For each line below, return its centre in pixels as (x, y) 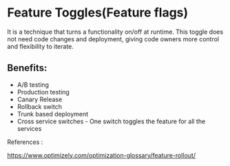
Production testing (43, 92)
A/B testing (33, 85)
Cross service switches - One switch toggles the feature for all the (111, 121)
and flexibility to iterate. (41, 46)
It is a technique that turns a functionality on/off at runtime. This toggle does (115, 32)
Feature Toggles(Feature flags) (98, 13)
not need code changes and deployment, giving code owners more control (113, 39)
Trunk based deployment (53, 114)
